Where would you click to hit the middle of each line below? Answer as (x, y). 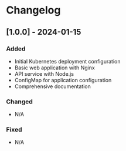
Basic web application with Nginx (55, 68)
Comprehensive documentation (52, 86)
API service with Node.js (44, 73)
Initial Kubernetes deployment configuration (67, 61)
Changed (20, 102)
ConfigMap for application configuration (63, 80)
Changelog (33, 10)
